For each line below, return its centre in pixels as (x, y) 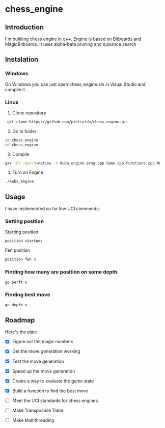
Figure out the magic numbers (43, 342)
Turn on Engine (27, 172)
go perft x (16, 282)
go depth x (16, 305)
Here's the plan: (21, 332)
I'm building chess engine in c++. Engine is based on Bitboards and (73, 39)
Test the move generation (38, 361)
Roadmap (20, 320)
